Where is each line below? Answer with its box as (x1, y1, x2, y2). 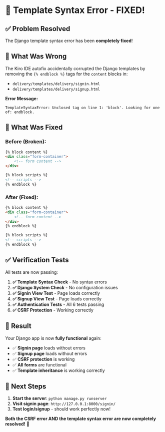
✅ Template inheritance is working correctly (12, 367, 105, 373)
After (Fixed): (5, 194, 38, 201)
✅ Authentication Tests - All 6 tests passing (12, 301, 104, 307)
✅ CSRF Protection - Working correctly (12, 307, 94, 313)
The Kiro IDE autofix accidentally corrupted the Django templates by (5, 65, 145, 72)
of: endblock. (5, 110, 35, 115)
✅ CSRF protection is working (12, 356, 75, 362)
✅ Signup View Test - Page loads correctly (12, 295, 101, 302)
